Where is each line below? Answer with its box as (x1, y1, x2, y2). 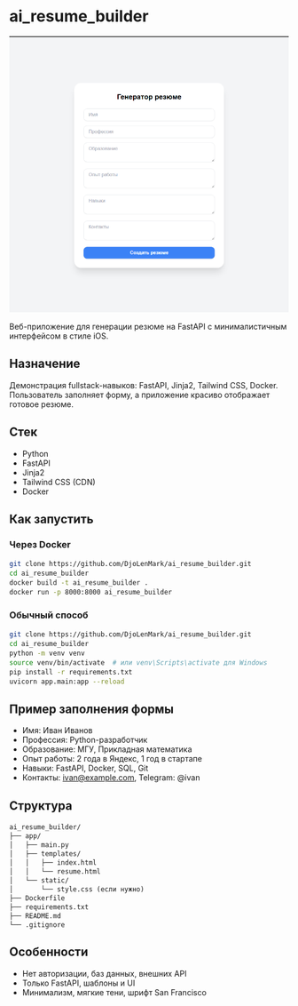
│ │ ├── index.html (9, 858, 98, 867)
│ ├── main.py (9, 841, 69, 850)
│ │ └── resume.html (9, 867, 101, 876)
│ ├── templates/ (9, 850, 82, 858)
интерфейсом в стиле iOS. (9, 331, 109, 341)
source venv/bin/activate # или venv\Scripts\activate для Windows (9, 658, 268, 667)
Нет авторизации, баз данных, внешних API (21, 968, 187, 978)
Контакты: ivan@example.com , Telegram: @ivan (21, 772, 200, 783)
